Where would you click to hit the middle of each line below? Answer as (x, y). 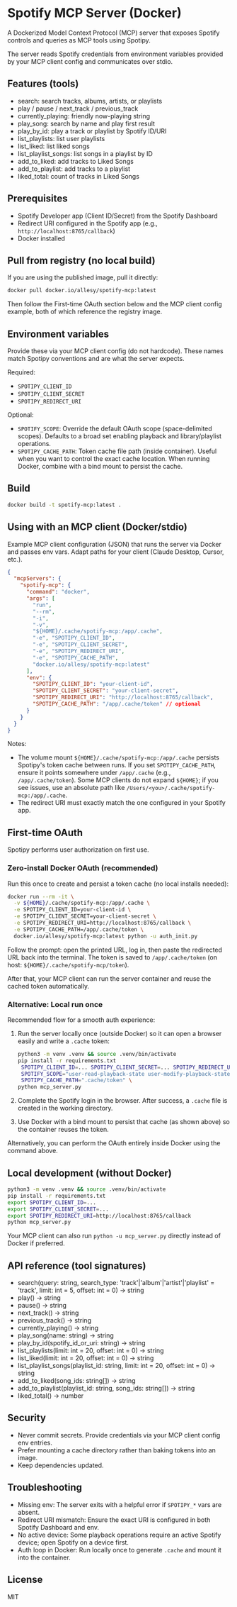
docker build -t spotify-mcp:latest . (64, 505)
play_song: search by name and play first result (86, 123)
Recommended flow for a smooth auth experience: (81, 1020)
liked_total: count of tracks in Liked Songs (79, 176)
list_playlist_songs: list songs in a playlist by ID (85, 153)
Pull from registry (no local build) (81, 260)
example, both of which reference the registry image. (85, 312)
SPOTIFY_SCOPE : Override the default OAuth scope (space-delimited (115, 429)
